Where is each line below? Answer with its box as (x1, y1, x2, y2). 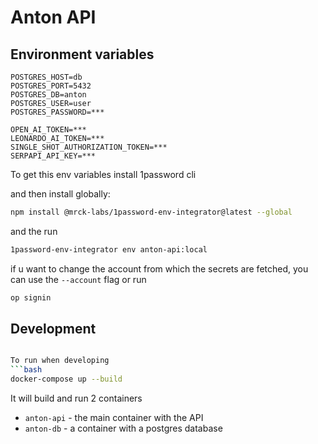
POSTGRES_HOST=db (10, 72, 83, 82)
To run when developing (10, 356, 110, 366)
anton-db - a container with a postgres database (24, 422, 223, 435)
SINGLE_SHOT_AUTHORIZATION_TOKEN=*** (10, 142, 168, 152)
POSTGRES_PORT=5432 (10, 81, 92, 91)
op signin (10, 292, 52, 303)
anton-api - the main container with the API (24, 412, 204, 424)
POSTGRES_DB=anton (10, 90, 87, 100)
